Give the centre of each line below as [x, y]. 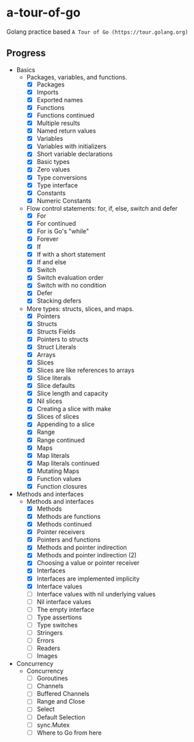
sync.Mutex [53, 725]
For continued [56, 223]
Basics [26, 69]
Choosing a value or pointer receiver [88, 563]
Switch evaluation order [70, 278]
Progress [26, 53]
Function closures [62, 486]
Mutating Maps [58, 471]
